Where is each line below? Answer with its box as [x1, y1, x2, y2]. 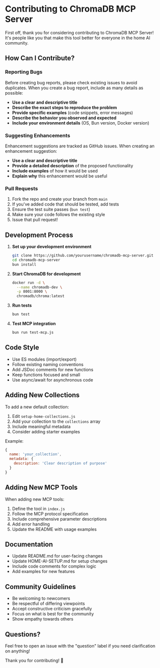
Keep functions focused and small [12, 372, 80, 378]
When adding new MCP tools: [5, 496, 64, 502]
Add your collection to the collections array [12, 418, 101, 424]
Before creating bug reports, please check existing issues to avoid [5, 80, 137, 85]
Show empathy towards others [12, 616, 74, 622]
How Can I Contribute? [5, 54, 75, 63]
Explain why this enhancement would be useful [12, 173, 108, 179]
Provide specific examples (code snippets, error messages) [12, 110, 133, 115]
